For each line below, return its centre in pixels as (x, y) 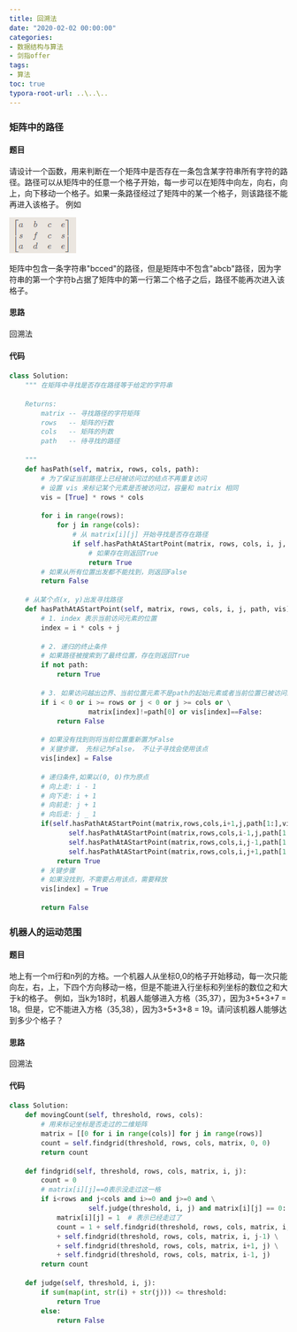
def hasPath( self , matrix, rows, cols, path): (112, 469)
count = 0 (59, 1181)
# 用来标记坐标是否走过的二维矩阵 (94, 1125)
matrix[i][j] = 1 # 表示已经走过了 (119, 1217)
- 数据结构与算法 (36, 47)
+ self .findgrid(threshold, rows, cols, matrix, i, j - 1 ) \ (167, 1236)
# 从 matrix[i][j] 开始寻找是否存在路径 (140, 535)
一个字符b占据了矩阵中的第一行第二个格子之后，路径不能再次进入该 (162, 279)
